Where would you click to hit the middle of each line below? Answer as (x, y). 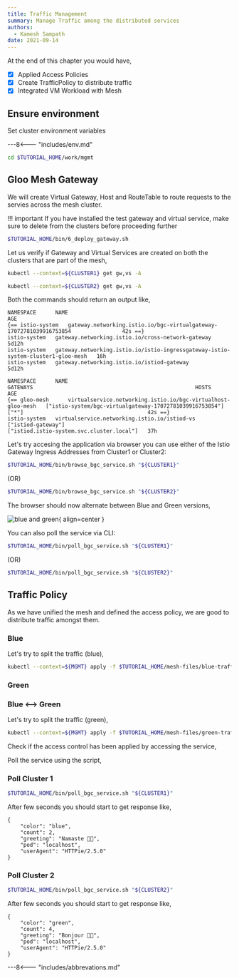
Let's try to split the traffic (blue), (56, 654)
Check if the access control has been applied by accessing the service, (112, 746)
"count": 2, (38, 833)
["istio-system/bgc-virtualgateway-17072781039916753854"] (134, 406)
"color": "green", (47, 923)
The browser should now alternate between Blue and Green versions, (109, 505)
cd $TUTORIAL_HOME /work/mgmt (51, 158)
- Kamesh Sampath (39, 34)
